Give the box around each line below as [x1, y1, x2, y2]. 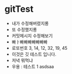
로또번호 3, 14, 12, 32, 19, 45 [11, 45, 68, 51]
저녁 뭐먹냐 [11, 57, 33, 63]
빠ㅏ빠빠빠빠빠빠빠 [11, 38, 48, 45]
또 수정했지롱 [11, 26, 37, 33]
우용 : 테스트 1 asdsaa [11, 63, 54, 70]
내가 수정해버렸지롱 [11, 20, 49, 26]
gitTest [4, 3, 34, 15]
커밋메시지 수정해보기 [11, 33, 53, 38]
